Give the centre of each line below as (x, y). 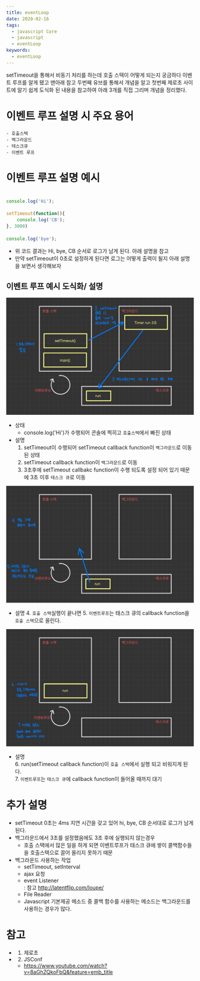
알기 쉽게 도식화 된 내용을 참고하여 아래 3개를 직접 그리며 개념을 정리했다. (102, 90)
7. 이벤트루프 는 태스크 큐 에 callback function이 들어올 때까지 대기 (88, 779)
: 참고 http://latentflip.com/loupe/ (64, 888)
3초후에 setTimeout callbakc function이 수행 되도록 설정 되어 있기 (101, 470)
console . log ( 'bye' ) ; (32, 239)
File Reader (37, 894)
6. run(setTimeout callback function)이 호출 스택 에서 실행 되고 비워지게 (98, 764)
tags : (13, 25)
